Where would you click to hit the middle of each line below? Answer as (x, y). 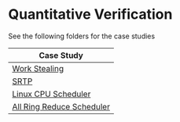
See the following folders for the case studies (82, 36)
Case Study (61, 55)
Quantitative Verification (90, 14)
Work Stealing (38, 68)
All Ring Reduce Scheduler (61, 106)
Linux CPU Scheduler (51, 94)
